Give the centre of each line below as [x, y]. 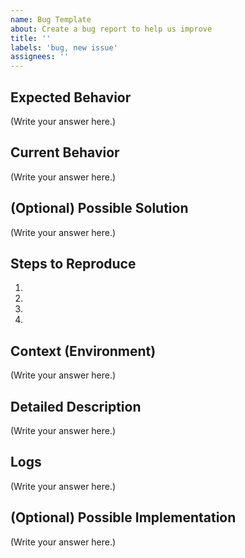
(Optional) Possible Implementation [123, 517]
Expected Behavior [71, 97]
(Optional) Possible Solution [99, 208]
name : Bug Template [51, 19]
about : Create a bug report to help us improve [111, 29]
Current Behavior [65, 152]
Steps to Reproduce [73, 263]
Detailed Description [76, 406]
